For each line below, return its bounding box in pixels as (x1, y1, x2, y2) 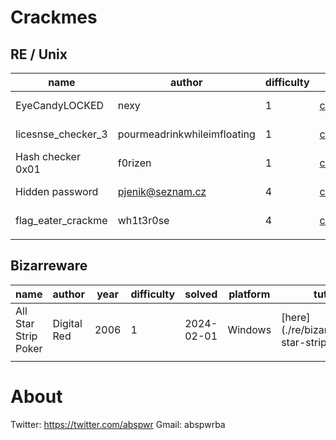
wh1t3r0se (117, 214, 170, 227)
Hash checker (15, 150, 81, 163)
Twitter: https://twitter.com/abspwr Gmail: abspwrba (10, 418, 226, 430)
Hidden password (15, 185, 99, 198)
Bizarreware (10, 257, 88, 275)
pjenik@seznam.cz (117, 185, 207, 198)
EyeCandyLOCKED (15, 99, 105, 112)
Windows (227, 322, 272, 336)
